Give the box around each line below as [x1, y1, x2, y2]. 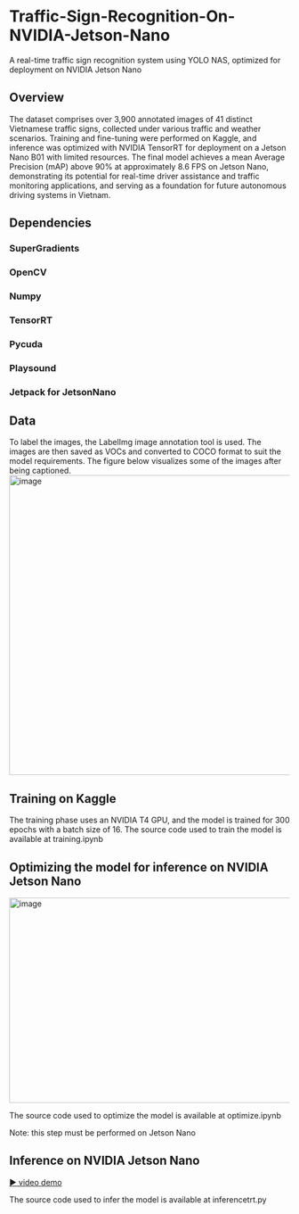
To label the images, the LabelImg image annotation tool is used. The [9, 437, 262, 448]
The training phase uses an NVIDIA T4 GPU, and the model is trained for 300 [9, 814, 290, 826]
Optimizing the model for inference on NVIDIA [9, 859, 269, 875]
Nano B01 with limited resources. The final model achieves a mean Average [9, 152, 286, 162]
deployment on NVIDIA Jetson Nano [9, 64, 142, 75]
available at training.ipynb [9, 834, 104, 845]
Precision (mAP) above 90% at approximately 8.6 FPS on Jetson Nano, [9, 161, 269, 171]
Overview [9, 90, 65, 105]
